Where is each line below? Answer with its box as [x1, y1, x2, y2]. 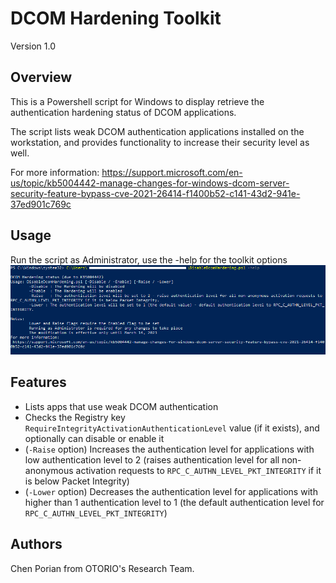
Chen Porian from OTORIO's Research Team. [10, 562, 195, 574]
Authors [10, 536, 63, 553]
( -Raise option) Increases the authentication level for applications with [24, 443, 315, 455]
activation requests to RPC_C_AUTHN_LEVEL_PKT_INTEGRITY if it [75, 464, 322, 476]
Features [10, 374, 67, 391]
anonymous [24, 464, 74, 476]
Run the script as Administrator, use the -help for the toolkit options [10, 253, 288, 266]
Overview [10, 69, 73, 86]
